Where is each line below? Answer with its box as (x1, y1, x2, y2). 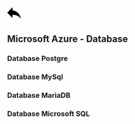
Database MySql (7, 72, 64, 82)
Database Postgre (7, 54, 69, 64)
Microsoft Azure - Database (7, 34, 128, 45)
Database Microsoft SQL (7, 109, 90, 119)
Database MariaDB (7, 90, 71, 100)
